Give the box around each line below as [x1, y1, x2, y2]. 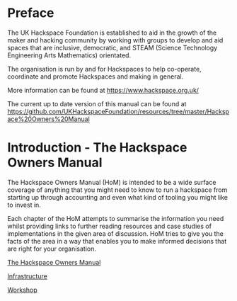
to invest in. [7, 200, 41, 209]
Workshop [7, 285, 37, 294]
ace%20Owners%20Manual [7, 115, 90, 123]
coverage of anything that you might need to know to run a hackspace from [7, 186, 228, 194]
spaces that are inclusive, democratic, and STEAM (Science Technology [7, 43, 218, 52]
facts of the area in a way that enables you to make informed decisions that [7, 237, 227, 245]
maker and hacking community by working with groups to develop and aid [7, 35, 224, 44]
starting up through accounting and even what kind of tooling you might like [7, 193, 229, 201]
